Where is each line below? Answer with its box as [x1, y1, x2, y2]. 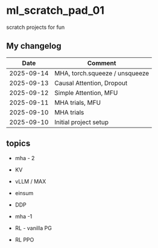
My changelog [6, 41, 62, 51]
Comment [87, 58, 116, 67]
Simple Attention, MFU [54, 88, 118, 97]
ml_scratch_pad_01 [6, 4, 104, 17]
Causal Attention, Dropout [54, 79, 128, 87]
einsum [14, 189, 34, 196]
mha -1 [14, 212, 33, 220]
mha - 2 [14, 154, 35, 161]
